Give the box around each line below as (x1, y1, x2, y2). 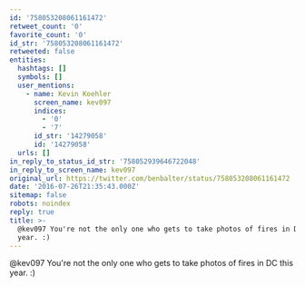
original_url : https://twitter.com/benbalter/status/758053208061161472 (9, 173, 290, 183)
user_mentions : (17, 81, 75, 90)
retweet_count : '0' (9, 22, 84, 31)
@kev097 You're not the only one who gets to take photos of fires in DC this (9, 258, 293, 269)
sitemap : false (9, 191, 67, 200)
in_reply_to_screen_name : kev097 (9, 165, 136, 174)
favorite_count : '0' (9, 30, 88, 39)
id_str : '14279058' (33, 132, 107, 141)
